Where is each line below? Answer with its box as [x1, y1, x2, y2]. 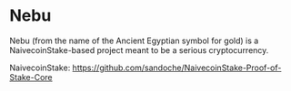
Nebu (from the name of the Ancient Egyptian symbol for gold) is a [9, 35, 259, 46]
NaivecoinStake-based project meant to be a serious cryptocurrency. [9, 44, 269, 55]
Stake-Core [9, 71, 53, 82]
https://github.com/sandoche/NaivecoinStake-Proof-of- [72, 62, 282, 73]
